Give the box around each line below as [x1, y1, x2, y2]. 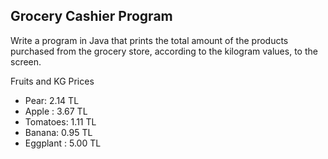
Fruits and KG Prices [10, 75, 95, 87]
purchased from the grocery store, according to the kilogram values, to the [10, 45, 318, 57]
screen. [10, 55, 42, 68]
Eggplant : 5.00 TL [24, 137, 102, 149]
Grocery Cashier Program [10, 8, 173, 25]
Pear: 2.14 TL [24, 94, 80, 106]
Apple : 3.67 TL [24, 105, 88, 117]
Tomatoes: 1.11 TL [24, 115, 97, 128]
